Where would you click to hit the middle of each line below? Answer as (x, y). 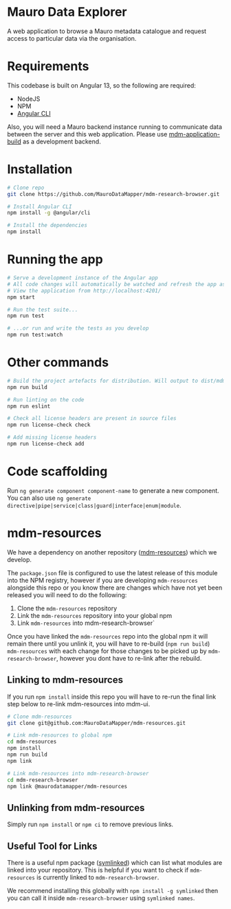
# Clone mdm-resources (40, 717)
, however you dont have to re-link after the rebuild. (129, 658)
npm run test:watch (35, 335)
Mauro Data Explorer (67, 12)
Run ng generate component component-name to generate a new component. (113, 490)
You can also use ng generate (49, 498)
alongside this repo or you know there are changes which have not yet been (115, 588)
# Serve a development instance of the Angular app (82, 278)
